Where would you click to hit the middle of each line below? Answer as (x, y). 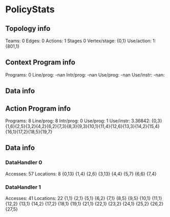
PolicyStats (30, 10)
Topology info (28, 29)
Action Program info (38, 108)
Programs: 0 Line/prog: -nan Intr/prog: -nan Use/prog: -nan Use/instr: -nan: (85, 75)
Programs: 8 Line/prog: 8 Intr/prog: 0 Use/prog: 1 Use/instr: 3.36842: (78, 121)
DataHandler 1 (23, 187)
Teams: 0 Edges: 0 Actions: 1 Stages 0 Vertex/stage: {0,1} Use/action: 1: (81, 41)
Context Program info (40, 62)
